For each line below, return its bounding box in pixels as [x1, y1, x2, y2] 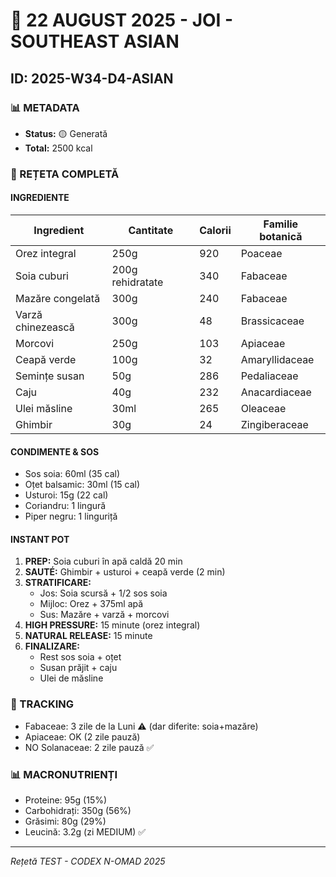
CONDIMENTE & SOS [10, 445, 100, 458]
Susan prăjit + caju [39, 662, 118, 674]
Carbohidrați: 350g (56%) [24, 805, 132, 816]
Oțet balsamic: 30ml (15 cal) [24, 479, 141, 491]
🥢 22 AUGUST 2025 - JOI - [10, 9, 234, 32]
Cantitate [128, 224, 174, 237]
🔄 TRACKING [10, 697, 75, 711]
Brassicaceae [240, 314, 305, 328]
